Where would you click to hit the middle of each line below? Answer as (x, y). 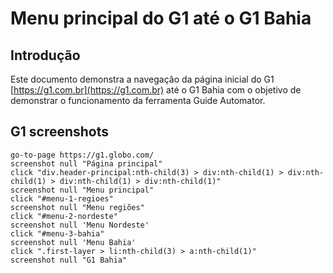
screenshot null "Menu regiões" (77, 207)
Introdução (45, 55)
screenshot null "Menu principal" (82, 190)
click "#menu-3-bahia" (57, 233)
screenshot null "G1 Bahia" (69, 260)
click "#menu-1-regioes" (62, 198)
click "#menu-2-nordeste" (64, 216)
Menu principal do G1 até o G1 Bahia (161, 18)
